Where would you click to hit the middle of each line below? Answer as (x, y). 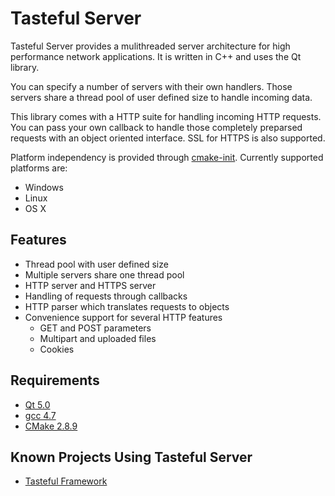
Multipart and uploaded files (98, 338)
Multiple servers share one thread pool (104, 274)
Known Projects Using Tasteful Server (131, 457)
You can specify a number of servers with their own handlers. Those (151, 86)
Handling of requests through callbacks (106, 296)
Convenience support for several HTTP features (123, 317)
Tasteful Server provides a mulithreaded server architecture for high (150, 46)
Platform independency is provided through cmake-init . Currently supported (167, 157)
